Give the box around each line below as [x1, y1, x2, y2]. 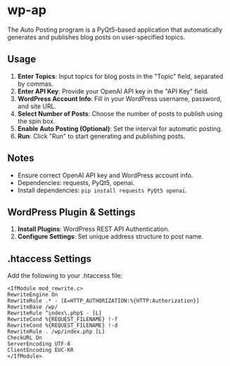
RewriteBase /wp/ [7, 303, 58, 311]
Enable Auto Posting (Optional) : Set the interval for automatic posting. [17, 124, 223, 132]
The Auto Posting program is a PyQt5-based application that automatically [7, 25, 223, 34]
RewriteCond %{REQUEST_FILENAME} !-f [7, 316, 118, 323]
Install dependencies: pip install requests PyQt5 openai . [17, 186, 188, 194]
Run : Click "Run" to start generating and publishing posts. [17, 132, 186, 140]
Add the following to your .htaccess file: [7, 272, 123, 280]
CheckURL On [7, 334, 42, 341]
